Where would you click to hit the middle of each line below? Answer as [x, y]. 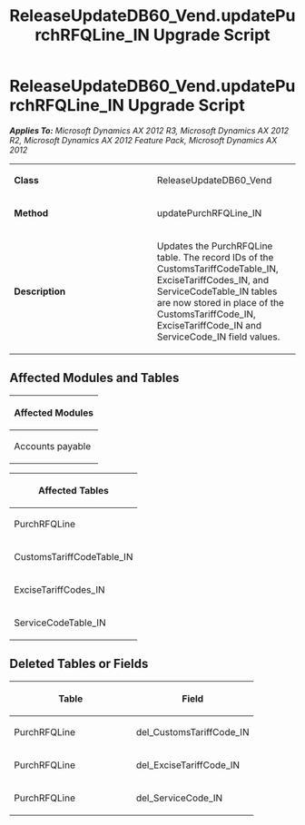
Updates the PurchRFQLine [215, 246]
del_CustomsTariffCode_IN [192, 732]
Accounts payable [53, 446]
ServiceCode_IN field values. [219, 337]
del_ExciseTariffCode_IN [188, 765]
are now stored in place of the [221, 302]
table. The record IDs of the [216, 257]
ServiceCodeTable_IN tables [217, 291]
